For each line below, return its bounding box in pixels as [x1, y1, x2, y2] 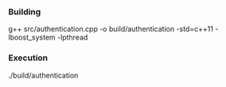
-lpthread [56, 32, 88, 42]
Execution [8, 52, 49, 63]
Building [8, 6, 41, 17]
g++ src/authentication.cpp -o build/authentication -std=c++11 [8, 25, 213, 34]
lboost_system [8, 32, 56, 42]
